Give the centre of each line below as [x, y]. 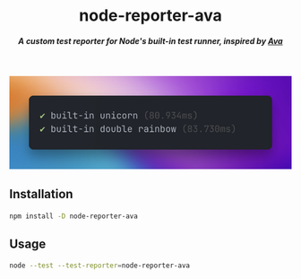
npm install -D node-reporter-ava [74, 216]
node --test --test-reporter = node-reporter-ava [100, 266]
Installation [41, 194]
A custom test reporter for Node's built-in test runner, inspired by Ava [150, 40]
